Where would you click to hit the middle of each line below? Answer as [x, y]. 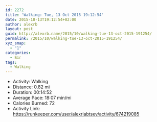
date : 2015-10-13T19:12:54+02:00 [41, 19]
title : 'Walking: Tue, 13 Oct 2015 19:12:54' [54, 15]
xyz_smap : [16, 43]
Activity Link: [26, 109]
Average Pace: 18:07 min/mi [42, 98]
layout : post [19, 29]
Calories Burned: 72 [34, 103]
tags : [11, 62]
